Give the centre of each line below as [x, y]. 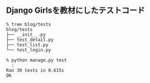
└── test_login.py [29, 50]
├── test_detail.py [30, 40]
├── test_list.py [27, 45]
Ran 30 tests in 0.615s [35, 70]
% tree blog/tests [29, 24]
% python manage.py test [36, 60]
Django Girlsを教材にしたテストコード [76, 11]
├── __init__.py [26, 34]
